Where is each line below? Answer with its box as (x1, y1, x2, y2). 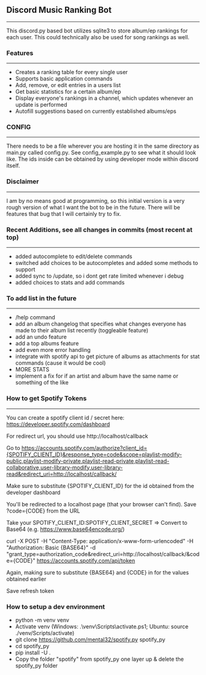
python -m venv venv (15, 616, 69, 624)
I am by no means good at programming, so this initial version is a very (6, 197, 185, 204)
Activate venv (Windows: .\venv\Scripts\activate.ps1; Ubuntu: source (15, 622, 189, 630)
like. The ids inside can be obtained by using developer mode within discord (6, 156, 199, 163)
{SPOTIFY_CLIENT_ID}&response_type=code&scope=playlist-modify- (6, 451, 182, 458)
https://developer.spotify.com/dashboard (6, 420, 110, 428)
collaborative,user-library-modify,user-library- (6, 463, 123, 471)
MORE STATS (15, 366, 50, 373)
